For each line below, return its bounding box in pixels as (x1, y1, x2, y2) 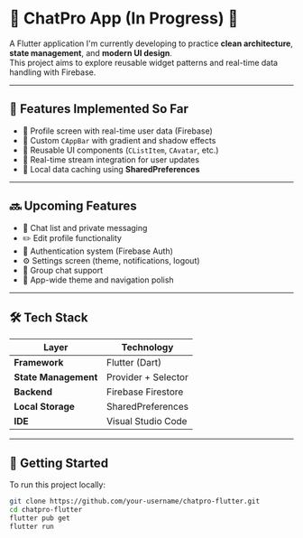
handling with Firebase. (9, 67, 96, 78)
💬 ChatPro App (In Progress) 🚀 (9, 8, 239, 29)
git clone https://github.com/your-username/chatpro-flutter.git (9, 496, 260, 506)
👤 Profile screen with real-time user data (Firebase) (22, 125, 214, 136)
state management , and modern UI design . (9, 47, 173, 58)
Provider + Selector (106, 371, 189, 384)
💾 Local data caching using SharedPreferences (22, 163, 200, 174)
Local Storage (14, 401, 75, 413)
